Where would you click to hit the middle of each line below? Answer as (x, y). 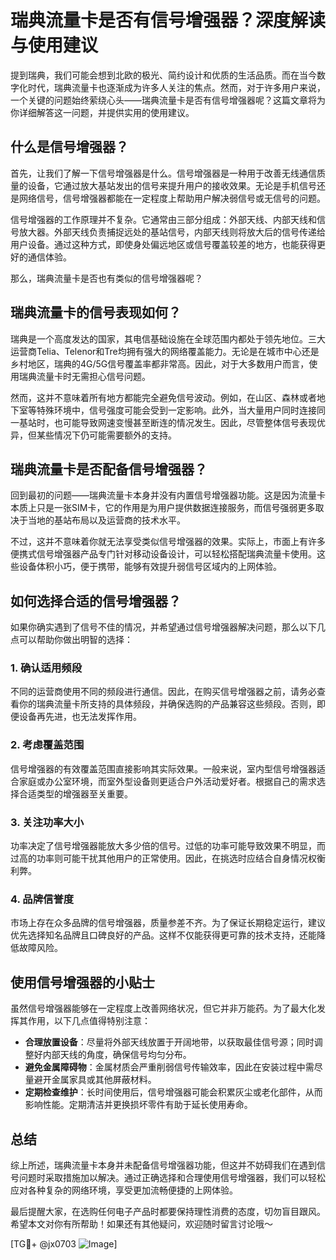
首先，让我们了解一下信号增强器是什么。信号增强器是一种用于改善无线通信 (163, 173)
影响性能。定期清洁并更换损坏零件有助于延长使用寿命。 (138, 1105)
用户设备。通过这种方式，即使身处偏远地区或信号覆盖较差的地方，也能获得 (163, 244)
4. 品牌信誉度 (42, 899)
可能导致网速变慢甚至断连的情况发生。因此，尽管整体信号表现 (189, 422)
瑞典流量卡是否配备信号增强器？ (109, 469)
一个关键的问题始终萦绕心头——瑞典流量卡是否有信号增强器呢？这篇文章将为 (168, 100)
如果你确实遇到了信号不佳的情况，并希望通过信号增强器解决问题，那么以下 (163, 627)
